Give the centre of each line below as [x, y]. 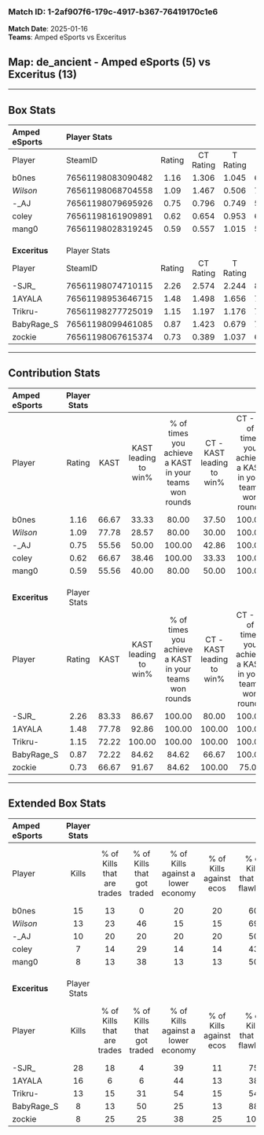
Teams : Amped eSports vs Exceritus [68, 37]
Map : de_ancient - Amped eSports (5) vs [109, 62]
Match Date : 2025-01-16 [48, 29]
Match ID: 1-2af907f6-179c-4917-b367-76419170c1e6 [113, 12]
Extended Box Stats [57, 804]
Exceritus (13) [42, 74]
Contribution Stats [54, 373]
